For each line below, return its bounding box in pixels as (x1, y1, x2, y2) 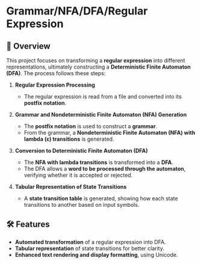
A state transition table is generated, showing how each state (23, 195, 179, 202)
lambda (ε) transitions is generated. (23, 135, 114, 143)
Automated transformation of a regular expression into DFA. (14, 238, 167, 245)
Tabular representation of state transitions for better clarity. (14, 245, 164, 252)
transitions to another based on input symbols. (23, 201, 140, 208)
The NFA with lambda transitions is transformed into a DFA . (23, 159, 173, 166)
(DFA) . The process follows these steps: (6, 70, 106, 76)
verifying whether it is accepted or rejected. (23, 171, 133, 179)
